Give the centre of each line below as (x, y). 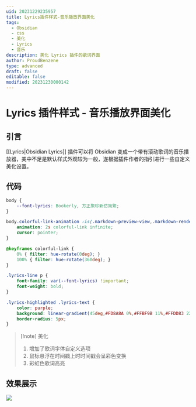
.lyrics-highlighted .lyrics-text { (50, 302)
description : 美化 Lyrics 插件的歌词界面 (53, 55)
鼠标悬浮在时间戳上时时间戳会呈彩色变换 (78, 356)
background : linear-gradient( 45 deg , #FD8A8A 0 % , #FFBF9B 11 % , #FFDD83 (100, 313)
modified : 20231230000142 (37, 83)
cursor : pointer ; (38, 233)
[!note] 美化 (34, 336)
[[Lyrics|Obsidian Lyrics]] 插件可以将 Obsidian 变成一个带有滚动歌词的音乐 (95, 152)
